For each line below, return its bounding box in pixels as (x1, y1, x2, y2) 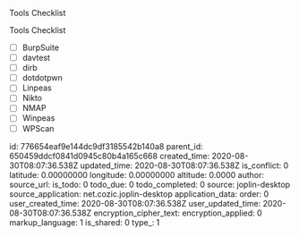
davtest (21, 53, 51, 63)
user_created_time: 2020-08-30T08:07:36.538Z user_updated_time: (9, 198, 261, 208)
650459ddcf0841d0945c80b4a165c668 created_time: (9, 150, 210, 161)
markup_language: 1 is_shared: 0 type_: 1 (9, 216, 160, 227)
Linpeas (21, 82, 52, 93)
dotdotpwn (21, 72, 63, 83)
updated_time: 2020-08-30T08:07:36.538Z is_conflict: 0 (80, 160, 289, 171)
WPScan (21, 123, 55, 133)
